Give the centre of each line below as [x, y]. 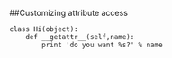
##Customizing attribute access [69, 13]
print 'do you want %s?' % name [103, 45]
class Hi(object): [44, 29]
